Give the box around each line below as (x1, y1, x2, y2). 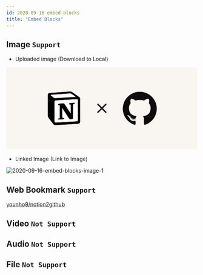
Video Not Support (6, 218, 76, 228)
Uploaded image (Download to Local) (15, 55, 108, 63)
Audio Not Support (6, 239, 76, 249)
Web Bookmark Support (6, 185, 96, 195)
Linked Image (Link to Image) (15, 155, 88, 163)
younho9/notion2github (6, 200, 65, 208)
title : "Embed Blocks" (6, 16, 64, 22)
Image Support (6, 39, 61, 50)
